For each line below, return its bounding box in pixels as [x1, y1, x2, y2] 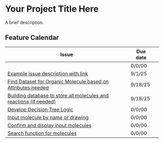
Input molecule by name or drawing [7, 114, 89, 121]
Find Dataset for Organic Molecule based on [7, 78, 109, 85]
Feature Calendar [5, 34, 59, 42]
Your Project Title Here [5, 3, 99, 15]
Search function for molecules [7, 130, 77, 137]
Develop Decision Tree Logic [7, 106, 74, 113]
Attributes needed [7, 84, 49, 91]
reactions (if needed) [7, 98, 56, 105]
